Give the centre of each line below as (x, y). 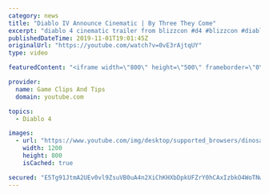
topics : (21, 111)
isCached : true (48, 163)
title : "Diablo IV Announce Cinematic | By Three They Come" (112, 23)
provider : (25, 82)
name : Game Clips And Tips (60, 89)
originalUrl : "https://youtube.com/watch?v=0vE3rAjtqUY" (105, 46)
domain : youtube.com (50, 97)
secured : (23, 177)
